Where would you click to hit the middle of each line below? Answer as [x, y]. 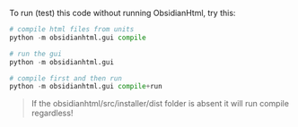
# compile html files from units [72, 30]
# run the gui [36, 54]
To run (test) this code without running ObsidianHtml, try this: [123, 13]
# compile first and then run [66, 78]
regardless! [52, 113]
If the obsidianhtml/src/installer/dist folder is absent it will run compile [160, 104]
